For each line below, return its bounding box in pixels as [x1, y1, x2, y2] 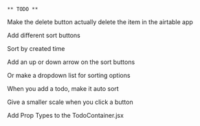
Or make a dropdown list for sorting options [7, 72, 131, 79]
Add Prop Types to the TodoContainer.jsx [7, 112, 124, 119]
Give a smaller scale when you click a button [7, 98, 133, 106]
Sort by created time [7, 45, 65, 52]
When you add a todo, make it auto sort [7, 85, 119, 92]
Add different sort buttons [7, 31, 80, 39]
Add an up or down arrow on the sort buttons [7, 58, 135, 66]
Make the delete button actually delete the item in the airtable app [7, 18, 194, 26]
